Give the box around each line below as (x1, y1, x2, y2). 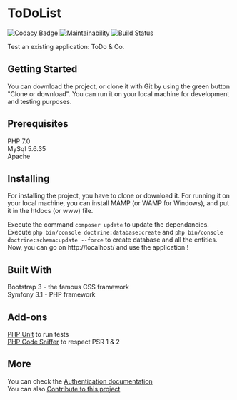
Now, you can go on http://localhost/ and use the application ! (7, 243, 189, 252)
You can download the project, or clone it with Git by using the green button (7, 82, 231, 91)
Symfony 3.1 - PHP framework (7, 290, 96, 299)
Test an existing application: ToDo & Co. (7, 42, 125, 51)
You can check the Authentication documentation (7, 376, 153, 386)
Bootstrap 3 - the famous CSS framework (7, 283, 130, 292)
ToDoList (7, 5, 62, 21)
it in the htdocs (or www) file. (7, 207, 94, 215)
